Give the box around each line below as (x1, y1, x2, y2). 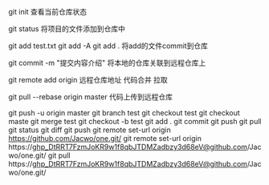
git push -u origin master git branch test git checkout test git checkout (8, 108, 241, 118)
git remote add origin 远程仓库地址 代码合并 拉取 (8, 75, 169, 84)
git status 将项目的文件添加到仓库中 (8, 24, 126, 34)
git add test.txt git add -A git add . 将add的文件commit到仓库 (8, 41, 209, 50)
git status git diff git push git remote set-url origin (8, 125, 171, 135)
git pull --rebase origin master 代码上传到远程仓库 (8, 92, 173, 102)
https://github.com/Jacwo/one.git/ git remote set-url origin (8, 134, 202, 143)
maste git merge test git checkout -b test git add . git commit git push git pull (8, 117, 262, 126)
